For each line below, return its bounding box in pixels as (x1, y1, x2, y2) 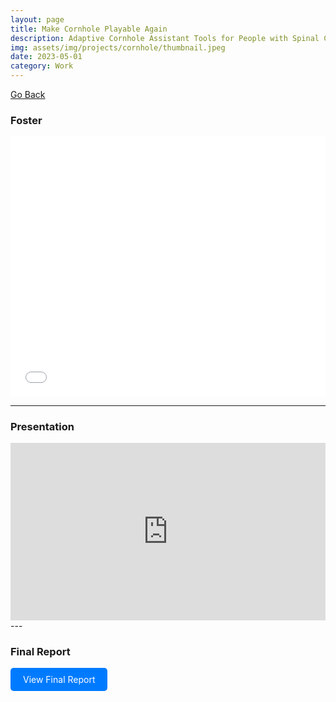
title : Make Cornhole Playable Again (10, 24, 168, 34)
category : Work (10, 61, 74, 71)
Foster (10, 113, 43, 127)
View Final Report (23, 674, 96, 686)
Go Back (10, 89, 46, 100)
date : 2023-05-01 (10, 52, 83, 62)
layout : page (10, 14, 65, 25)
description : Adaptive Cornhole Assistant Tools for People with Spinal (10, 33, 320, 43)
